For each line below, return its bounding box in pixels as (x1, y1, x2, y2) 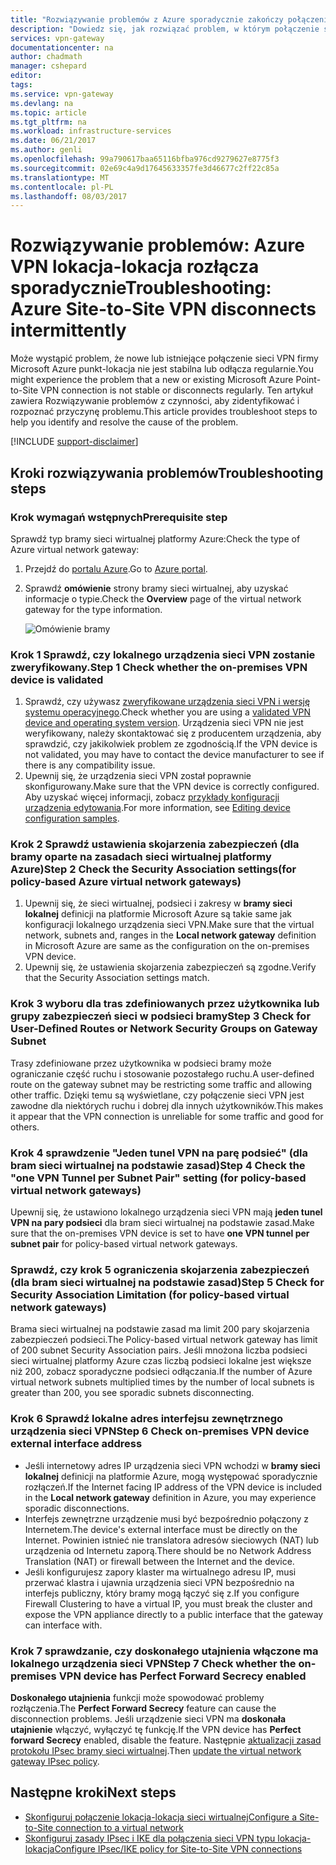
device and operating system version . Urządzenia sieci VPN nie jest (24, 717, 304, 729)
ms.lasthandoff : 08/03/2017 (10, 191, 128, 201)
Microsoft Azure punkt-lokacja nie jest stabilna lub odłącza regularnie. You (10, 363, 314, 375)
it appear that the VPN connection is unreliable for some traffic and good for (10, 1110, 324, 1122)
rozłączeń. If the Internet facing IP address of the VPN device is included (24, 1481, 323, 1493)
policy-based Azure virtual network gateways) (10, 875, 242, 889)
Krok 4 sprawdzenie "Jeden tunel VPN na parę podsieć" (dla (10, 1146, 309, 1160)
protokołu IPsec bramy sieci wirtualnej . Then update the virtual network (10, 1744, 302, 1756)
